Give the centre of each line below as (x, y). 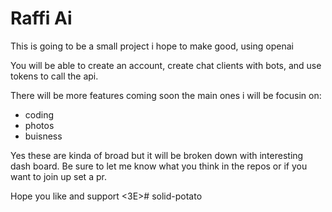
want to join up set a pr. (58, 176)
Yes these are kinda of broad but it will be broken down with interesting (157, 155)
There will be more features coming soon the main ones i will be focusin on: (166, 95)
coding (39, 114)
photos (39, 125)
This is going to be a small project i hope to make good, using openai (152, 46)
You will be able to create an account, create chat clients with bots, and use (166, 65)
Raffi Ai (41, 18)
